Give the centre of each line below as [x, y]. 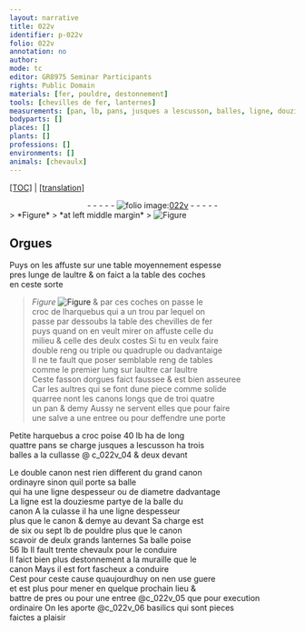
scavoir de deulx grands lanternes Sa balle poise [100, 540]
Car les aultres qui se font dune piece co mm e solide [129, 389]
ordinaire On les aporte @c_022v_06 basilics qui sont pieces [122, 608]
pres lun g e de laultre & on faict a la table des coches [108, 275]
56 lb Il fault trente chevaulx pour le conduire [93, 550]
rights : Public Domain [52, 85]
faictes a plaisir [38, 617]
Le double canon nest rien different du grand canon [106, 473]
